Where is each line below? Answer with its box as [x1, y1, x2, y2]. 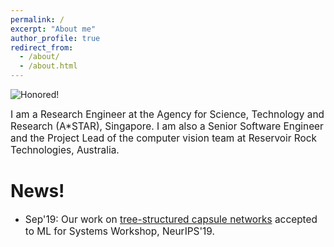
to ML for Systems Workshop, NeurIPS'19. [24, 224, 215, 238]
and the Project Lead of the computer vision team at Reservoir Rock [10, 132, 317, 145]
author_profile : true [10, 33, 101, 43]
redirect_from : [10, 42, 74, 53]
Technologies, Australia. [10, 144, 120, 156]
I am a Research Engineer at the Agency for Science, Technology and [10, 108, 325, 121]
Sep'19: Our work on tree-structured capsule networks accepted [24, 212, 318, 226]
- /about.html [19, 61, 78, 71]
